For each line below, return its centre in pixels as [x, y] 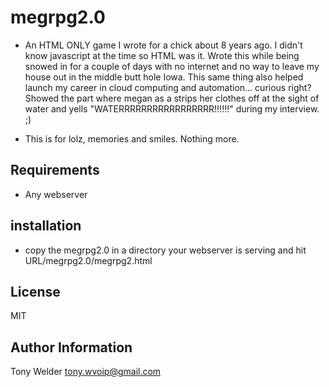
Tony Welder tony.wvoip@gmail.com [86, 372]
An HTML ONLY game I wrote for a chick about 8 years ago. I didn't [163, 45]
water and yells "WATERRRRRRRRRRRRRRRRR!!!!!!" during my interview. [172, 108]
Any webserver [56, 194]
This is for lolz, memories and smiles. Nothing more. [132, 138]
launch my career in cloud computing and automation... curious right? [168, 87]
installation [46, 226]
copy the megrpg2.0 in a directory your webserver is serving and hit [165, 250]
